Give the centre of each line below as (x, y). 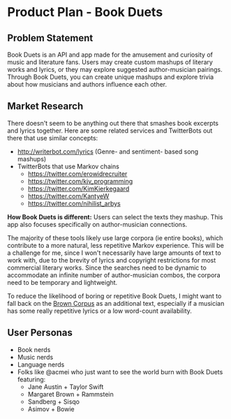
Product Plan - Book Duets (85, 12)
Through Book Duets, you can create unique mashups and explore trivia (111, 77)
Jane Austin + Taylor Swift (66, 387)
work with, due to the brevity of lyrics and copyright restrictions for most (112, 260)
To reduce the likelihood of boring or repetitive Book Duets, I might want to (114, 296)
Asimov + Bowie (51, 409)
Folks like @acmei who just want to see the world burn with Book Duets (120, 372)
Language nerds (41, 365)
